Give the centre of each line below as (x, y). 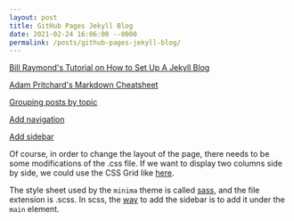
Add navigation (37, 119)
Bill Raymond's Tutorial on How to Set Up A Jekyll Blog (110, 68)
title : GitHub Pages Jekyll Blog (71, 26)
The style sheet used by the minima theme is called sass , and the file (135, 190)
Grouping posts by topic (53, 102)
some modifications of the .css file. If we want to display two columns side (146, 164)
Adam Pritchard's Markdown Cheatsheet (84, 85)
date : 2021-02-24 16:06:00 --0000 (73, 34)
